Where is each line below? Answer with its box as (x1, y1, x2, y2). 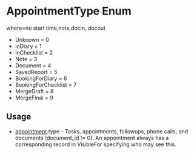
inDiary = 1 (15, 42, 42, 50)
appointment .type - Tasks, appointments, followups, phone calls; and (15, 127, 189, 135)
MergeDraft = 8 (15, 87, 54, 95)
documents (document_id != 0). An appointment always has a (15, 134, 169, 141)
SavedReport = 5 (15, 68, 58, 75)
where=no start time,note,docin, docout (6, 24, 106, 32)
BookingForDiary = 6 (15, 75, 67, 82)
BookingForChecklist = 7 (15, 81, 77, 89)
